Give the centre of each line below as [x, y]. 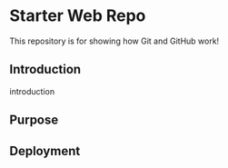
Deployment [45, 151]
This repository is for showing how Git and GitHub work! [114, 41]
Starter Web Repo [78, 16]
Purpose [34, 120]
